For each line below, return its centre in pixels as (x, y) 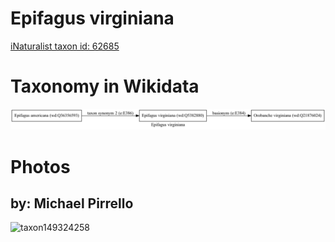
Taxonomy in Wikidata (105, 86)
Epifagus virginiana (92, 18)
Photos (40, 166)
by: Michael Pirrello (72, 203)
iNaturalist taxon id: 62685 (65, 46)
